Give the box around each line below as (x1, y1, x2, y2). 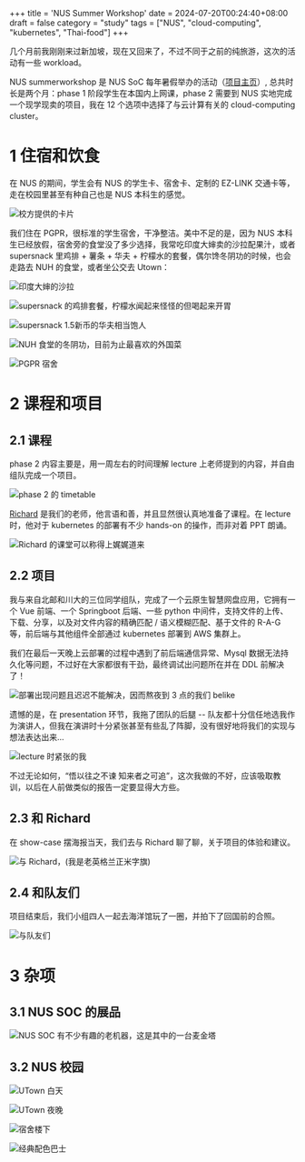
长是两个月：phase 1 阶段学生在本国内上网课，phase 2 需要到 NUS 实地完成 (9, 88, 293, 98)
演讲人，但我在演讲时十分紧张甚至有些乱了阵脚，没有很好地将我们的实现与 (16, 720, 296, 731)
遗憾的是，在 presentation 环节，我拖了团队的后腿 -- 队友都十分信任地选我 (9, 708, 288, 719)
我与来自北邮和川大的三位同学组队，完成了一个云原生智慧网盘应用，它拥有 (9, 594, 288, 605)
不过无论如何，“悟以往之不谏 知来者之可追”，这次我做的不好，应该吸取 (9, 770, 274, 781)
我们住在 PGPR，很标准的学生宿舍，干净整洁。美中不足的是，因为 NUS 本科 (9, 227, 293, 238)
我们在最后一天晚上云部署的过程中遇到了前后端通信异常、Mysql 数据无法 (9, 647, 281, 658)
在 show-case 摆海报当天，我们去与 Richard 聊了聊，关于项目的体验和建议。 (9, 836, 296, 847)
